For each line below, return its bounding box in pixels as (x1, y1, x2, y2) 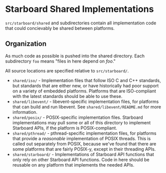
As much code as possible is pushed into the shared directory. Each (5, 53, 145, 59)
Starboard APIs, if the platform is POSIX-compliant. (12, 125, 117, 131)
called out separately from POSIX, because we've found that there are (12, 141, 157, 147)
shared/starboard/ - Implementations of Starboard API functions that (12, 151, 155, 157)
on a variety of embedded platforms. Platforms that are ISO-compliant (12, 88, 156, 94)
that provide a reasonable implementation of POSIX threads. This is (12, 135, 151, 141)
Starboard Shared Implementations (5, 3, 154, 15)
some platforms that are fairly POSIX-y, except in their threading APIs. (12, 146, 156, 152)
